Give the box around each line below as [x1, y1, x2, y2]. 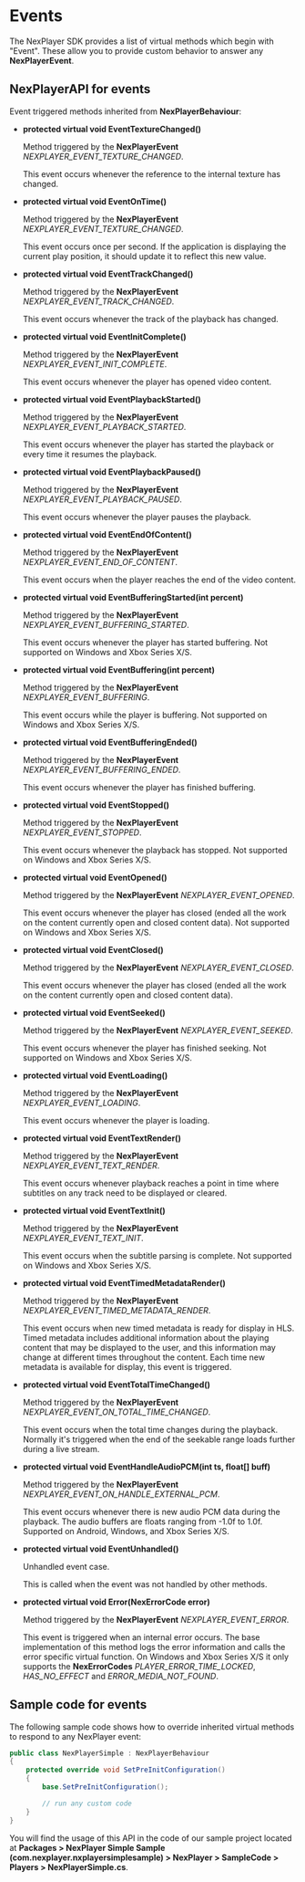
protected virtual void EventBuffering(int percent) [22, 664, 216, 675]
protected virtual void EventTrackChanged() [22, 268, 194, 279]
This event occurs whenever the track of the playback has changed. [22, 313, 280, 324]
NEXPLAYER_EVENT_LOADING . [22, 1097, 141, 1108]
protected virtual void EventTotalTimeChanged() [22, 1379, 211, 1390]
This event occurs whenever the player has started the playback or [22, 439, 275, 450]
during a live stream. [22, 1443, 100, 1454]
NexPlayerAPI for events [9, 81, 151, 97]
